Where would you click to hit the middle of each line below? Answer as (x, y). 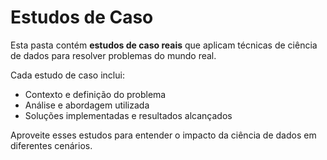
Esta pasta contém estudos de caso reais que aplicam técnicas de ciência (164, 45)
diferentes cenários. (51, 145)
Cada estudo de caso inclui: (67, 75)
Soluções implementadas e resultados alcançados (128, 115)
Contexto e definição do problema (95, 94)
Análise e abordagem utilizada (87, 105)
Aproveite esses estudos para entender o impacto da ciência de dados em (163, 135)
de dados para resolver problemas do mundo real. (113, 55)
